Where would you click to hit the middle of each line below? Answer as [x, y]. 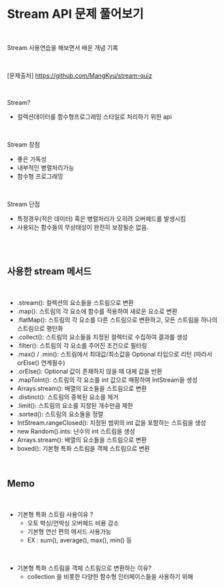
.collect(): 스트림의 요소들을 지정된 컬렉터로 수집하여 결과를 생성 [102, 337]
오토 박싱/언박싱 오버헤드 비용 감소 [73, 523]
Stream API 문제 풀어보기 [75, 14]
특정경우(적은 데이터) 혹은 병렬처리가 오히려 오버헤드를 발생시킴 [101, 218]
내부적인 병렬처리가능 [45, 167]
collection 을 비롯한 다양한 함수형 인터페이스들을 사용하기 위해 [110, 576]
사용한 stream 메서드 [50, 272]
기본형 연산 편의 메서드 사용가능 [69, 531]
